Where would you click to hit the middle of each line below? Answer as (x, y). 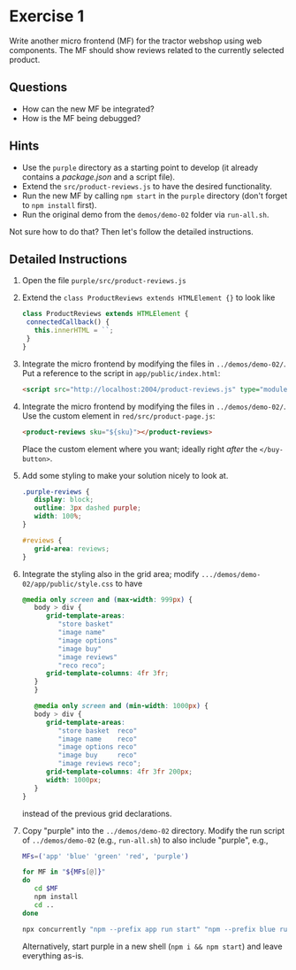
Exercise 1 (47, 16)
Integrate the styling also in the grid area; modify (110, 574)
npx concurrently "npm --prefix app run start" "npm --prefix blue (148, 929)
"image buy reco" (98, 755)
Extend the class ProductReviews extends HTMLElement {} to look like (148, 297)
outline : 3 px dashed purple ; (87, 508)
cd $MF (46, 889)
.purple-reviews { (56, 492)
